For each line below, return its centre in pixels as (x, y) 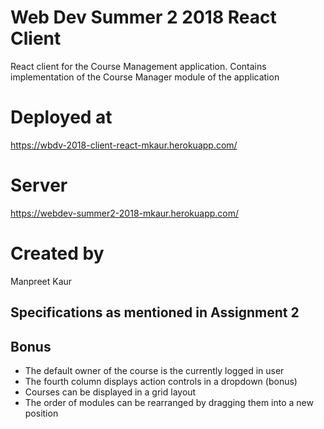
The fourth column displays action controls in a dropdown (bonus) (161, 381)
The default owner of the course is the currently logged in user (154, 370)
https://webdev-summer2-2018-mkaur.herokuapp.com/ (125, 213)
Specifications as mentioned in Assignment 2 (155, 312)
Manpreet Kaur (41, 281)
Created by (57, 253)
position (41, 413)
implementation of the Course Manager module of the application (145, 77)
